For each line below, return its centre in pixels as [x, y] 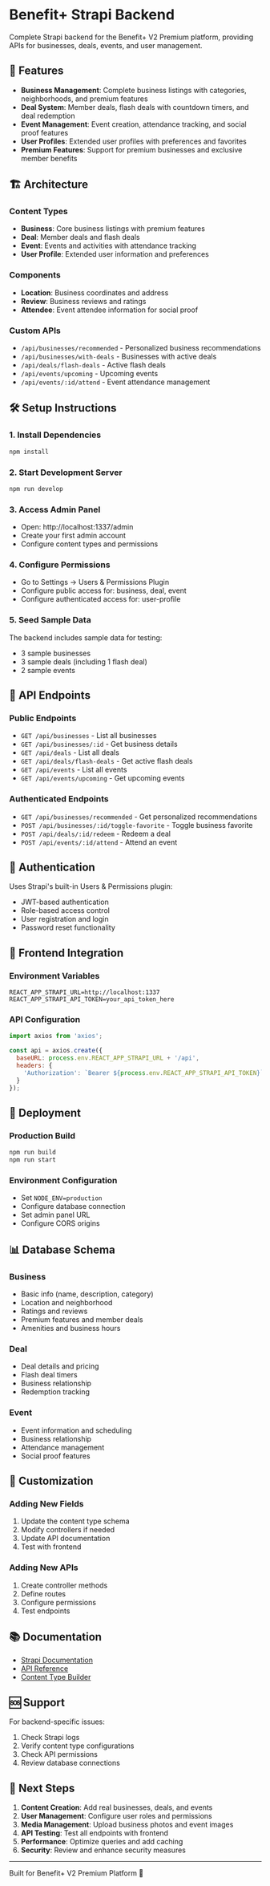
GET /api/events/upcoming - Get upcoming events [103, 778]
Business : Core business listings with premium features [113, 229]
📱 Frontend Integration [66, 953]
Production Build [42, 1135]
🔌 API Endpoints [50, 696]
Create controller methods [64, 1585]
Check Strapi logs [50, 1738]
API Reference [44, 1669]
